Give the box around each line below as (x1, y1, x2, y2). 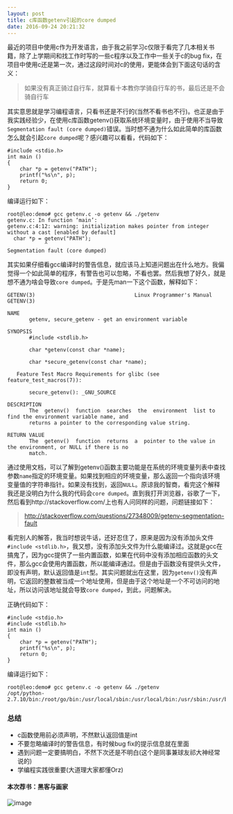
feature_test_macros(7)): (7, 377, 82, 384)
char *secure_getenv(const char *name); (28, 359, 148, 366)
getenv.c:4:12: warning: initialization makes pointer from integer (7, 223, 209, 230)
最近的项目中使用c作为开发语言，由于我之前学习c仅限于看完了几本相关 (7, 43, 209, 51)
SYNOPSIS (7, 328, 33, 335)
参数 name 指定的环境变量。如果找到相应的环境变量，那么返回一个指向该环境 (7, 472, 221, 480)
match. (28, 450, 49, 457)
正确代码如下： (7, 600, 50, 609)
